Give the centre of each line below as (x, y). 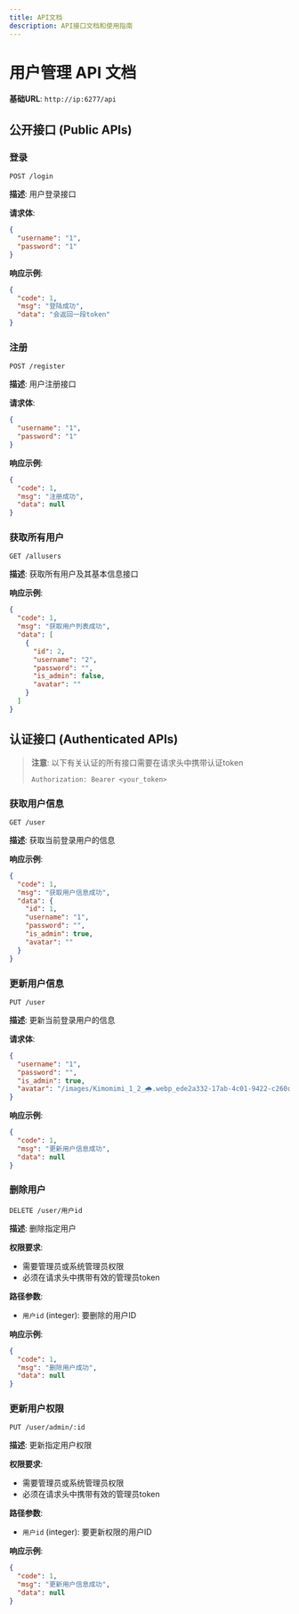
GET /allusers (36, 557)
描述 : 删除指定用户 (43, 1228)
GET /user (28, 822)
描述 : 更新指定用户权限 (50, 1446)
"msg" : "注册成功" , (51, 496)
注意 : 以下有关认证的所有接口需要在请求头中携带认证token (137, 762)
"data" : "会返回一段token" (64, 315)
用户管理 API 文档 (73, 73)
